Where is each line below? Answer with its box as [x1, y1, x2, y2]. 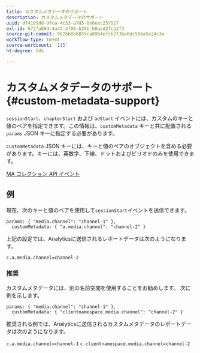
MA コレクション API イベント [6, 170, 80, 177]
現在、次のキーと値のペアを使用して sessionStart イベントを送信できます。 [6, 207, 190, 214]
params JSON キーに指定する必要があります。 [6, 130, 118, 137]
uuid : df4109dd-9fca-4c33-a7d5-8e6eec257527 [6, 20, 119, 26]
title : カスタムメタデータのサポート [6, 8, 88, 15]
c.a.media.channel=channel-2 [6, 255, 79, 261]
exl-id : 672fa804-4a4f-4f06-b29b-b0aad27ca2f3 [6, 25, 125, 32]
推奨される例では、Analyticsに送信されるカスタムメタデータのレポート [6, 320, 181, 327]
